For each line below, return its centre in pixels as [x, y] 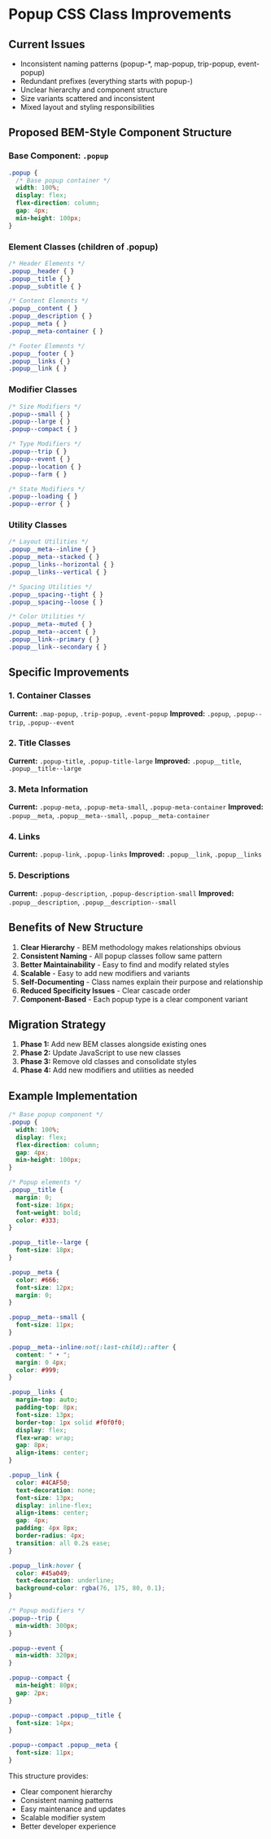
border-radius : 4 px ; [50, 1536]
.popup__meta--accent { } [52, 632]
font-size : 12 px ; [45, 1287]
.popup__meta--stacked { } [54, 557]
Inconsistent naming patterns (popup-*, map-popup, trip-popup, [128, 64]
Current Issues [47, 44]
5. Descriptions [39, 875]
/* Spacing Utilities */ [50, 587]
